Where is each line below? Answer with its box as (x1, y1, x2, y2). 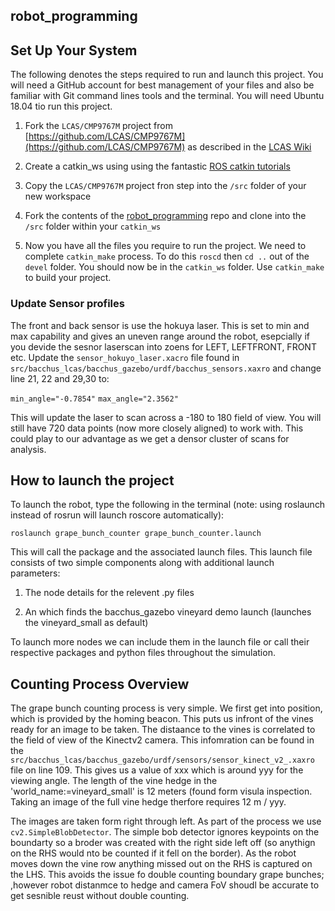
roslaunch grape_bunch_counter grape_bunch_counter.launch (10, 529, 262, 539)
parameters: (10, 567, 61, 579)
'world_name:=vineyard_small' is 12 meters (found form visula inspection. (10, 785, 313, 798)
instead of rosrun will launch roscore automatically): (10, 509, 225, 521)
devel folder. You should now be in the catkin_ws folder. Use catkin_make (24, 261, 325, 273)
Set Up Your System (10, 42, 138, 59)
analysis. (10, 443, 47, 455)
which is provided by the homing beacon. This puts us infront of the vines (10, 713, 314, 725)
